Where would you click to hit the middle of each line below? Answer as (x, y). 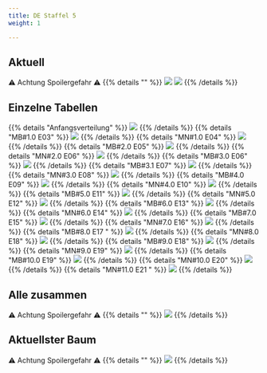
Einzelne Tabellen (53, 107)
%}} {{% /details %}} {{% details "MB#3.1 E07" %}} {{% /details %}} (130, 166)
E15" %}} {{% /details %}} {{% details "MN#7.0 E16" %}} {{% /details (132, 222)
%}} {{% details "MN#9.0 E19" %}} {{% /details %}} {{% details (118, 251)
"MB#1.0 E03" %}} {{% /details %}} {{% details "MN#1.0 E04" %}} (122, 137)
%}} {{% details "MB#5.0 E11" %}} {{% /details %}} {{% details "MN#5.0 (132, 194)
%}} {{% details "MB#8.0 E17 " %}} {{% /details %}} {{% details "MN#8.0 (133, 232)
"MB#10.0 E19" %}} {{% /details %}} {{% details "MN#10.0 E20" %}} (126, 261)
